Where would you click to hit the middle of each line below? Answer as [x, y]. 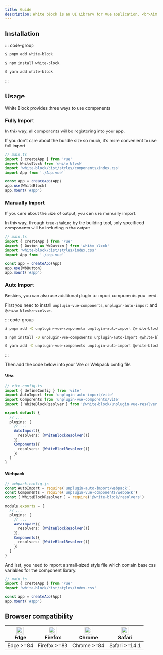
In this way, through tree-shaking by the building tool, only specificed [74, 223]
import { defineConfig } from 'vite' [43, 391]
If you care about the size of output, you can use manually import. [71, 213]
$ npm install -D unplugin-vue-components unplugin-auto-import [71, 337]
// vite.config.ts [24, 386]
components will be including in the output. [48, 228]
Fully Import [19, 120]
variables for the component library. [41, 570]
